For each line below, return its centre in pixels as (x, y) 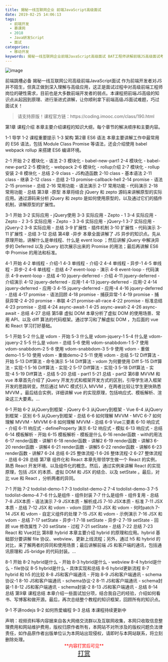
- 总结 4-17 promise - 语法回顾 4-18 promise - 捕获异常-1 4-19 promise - (79, 294)
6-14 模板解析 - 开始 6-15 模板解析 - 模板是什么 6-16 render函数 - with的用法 (84, 434)
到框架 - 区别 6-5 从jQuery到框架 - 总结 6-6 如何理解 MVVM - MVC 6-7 (78, 416)
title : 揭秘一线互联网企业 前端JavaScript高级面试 (53, 10)
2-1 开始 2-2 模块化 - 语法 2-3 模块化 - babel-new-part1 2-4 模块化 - (75, 161)
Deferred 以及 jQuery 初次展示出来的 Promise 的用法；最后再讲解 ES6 (86, 246)
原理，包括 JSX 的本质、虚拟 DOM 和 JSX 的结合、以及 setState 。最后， (80, 472)
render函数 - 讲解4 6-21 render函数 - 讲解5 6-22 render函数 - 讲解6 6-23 (87, 447)
